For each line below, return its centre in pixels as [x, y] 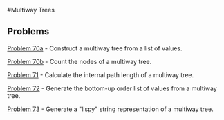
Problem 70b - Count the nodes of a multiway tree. [80, 61]
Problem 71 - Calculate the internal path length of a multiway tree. [101, 74]
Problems [28, 31]
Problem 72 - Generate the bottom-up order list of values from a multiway [112, 88]
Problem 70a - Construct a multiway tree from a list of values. [95, 48]
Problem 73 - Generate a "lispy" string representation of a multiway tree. [110, 109]
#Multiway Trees [31, 10]
